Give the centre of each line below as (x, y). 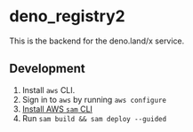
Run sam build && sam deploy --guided (94, 118)
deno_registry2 (68, 16)
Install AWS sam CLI (57, 109)
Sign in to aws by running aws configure (94, 99)
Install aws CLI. (48, 89)
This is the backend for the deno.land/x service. (97, 41)
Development (48, 69)
